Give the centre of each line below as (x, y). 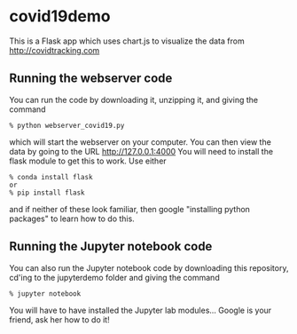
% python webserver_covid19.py (67, 125)
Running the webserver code (91, 79)
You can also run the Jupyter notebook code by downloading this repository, (149, 267)
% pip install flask (47, 193)
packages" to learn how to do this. (72, 219)
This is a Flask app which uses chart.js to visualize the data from (127, 41)
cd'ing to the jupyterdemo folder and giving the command (114, 277)
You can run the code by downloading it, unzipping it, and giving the (134, 99)
